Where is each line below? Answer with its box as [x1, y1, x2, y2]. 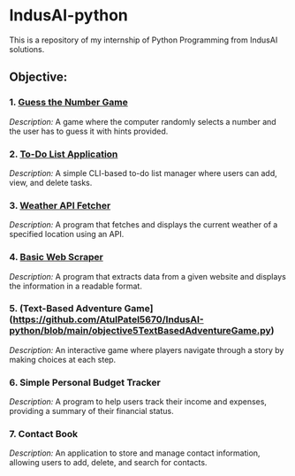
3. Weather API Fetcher [9, 199, 111, 211]
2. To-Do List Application [9, 148, 118, 160]
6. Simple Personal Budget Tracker [9, 376, 161, 388]
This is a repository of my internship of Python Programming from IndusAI [9, 35, 278, 45]
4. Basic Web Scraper [9, 251, 103, 264]
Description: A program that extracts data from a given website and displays [9, 271, 287, 281]
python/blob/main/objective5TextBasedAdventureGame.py [9, 325, 271, 337]
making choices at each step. [9, 354, 117, 365]
